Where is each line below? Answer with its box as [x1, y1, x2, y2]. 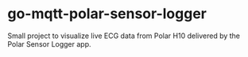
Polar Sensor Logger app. [7, 39, 92, 48]
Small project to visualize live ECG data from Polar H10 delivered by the [7, 31, 240, 40]
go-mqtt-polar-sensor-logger [7, 5, 207, 23]
